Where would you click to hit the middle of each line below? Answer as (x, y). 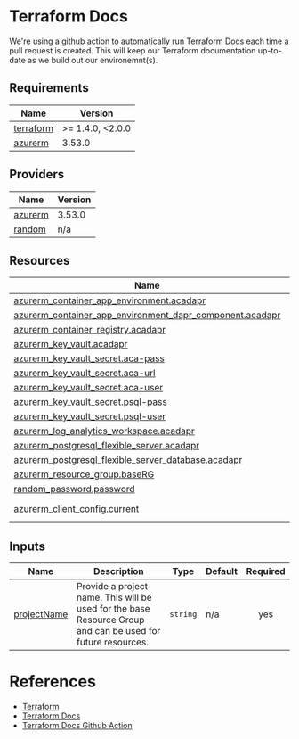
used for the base (113, 609)
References (53, 682)
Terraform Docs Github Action (77, 726)
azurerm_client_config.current (77, 509)
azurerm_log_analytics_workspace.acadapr (105, 431)
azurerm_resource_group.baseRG (84, 474)
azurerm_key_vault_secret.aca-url (85, 374)
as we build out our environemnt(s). (93, 60)
